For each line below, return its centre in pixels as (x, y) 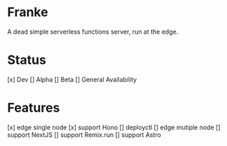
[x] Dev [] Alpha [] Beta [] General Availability (72, 79)
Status (27, 60)
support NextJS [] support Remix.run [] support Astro (84, 135)
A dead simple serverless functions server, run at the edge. (93, 32)
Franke (28, 12)
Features (34, 108)
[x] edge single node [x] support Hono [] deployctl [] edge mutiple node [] (114, 127)
